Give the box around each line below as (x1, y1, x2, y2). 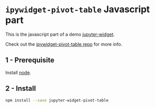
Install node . (5, 69, 32, 75)
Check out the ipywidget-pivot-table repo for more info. (5, 41, 123, 47)
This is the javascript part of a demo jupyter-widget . (5, 31, 115, 37)
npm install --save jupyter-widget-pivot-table (5, 98, 109, 103)
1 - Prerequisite (5, 56, 55, 65)
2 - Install (5, 84, 36, 93)
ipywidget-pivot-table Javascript (5, 4, 150, 15)
